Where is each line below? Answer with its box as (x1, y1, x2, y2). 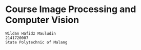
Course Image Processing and (5, 4, 136, 15)
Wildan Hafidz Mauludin (5, 31, 56, 36)
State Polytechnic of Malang (5, 39, 68, 45)
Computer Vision (5, 14, 79, 26)
